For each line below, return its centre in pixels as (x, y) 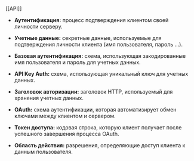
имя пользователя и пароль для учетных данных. (77, 62)
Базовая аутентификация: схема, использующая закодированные (100, 56)
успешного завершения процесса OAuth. (67, 134)
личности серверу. (39, 27)
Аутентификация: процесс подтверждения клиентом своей (91, 20)
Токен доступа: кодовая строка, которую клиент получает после (98, 127)
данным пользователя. (43, 152)
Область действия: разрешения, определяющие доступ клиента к (100, 145)
